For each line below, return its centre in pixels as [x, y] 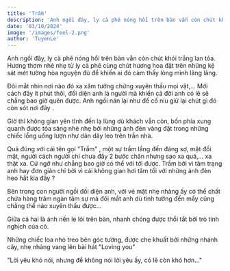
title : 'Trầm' [27, 13]
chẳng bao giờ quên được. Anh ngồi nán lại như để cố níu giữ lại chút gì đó [112, 101]
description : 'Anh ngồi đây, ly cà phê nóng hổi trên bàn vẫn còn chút [111, 20]
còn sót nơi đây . [30, 108]
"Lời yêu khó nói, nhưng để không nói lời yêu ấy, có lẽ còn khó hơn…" [105, 260]
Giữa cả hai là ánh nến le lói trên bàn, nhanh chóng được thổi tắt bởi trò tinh [113, 219]
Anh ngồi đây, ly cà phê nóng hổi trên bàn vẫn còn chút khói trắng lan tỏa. [111, 58]
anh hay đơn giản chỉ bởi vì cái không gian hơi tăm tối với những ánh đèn [109, 171]
